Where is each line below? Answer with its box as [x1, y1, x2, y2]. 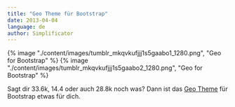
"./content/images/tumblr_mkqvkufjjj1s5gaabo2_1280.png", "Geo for [7, 64, 203, 72]
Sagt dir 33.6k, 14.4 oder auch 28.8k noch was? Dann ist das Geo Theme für [7, 85, 228, 93]
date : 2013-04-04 [7, 17, 58, 24]
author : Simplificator [7, 29, 74, 37]
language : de [7, 23, 46, 30]
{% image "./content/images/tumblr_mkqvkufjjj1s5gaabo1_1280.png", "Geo [7, 49, 222, 57]
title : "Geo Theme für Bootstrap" [7, 10, 109, 17]
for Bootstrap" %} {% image [7, 57, 89, 65]
